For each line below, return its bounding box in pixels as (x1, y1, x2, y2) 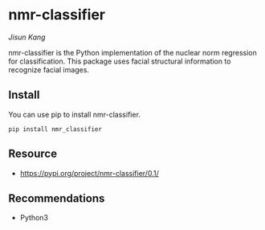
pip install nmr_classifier (8, 125, 103, 133)
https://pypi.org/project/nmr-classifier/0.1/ (19, 168, 159, 178)
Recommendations (8, 191, 105, 205)
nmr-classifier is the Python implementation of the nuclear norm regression (8, 47, 257, 57)
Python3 (19, 213, 48, 223)
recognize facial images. (8, 64, 90, 74)
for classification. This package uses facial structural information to (8, 56, 231, 66)
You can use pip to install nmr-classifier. (8, 109, 141, 119)
